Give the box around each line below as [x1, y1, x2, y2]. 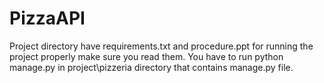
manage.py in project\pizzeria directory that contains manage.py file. [9, 61, 294, 73]
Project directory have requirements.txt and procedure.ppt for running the [9, 40, 314, 52]
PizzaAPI [9, 7, 86, 30]
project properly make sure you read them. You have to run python [9, 50, 284, 62]
